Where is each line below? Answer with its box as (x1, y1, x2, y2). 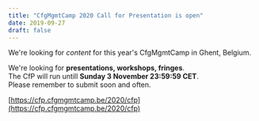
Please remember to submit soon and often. (8, 80, 152, 89)
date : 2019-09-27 (8, 19, 66, 27)
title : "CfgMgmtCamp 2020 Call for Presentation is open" (8, 11, 204, 20)
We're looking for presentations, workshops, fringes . (8, 63, 185, 73)
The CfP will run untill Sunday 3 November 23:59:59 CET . (8, 72, 200, 81)
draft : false (8, 26, 51, 34)
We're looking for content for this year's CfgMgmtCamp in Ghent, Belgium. (8, 48, 252, 58)
